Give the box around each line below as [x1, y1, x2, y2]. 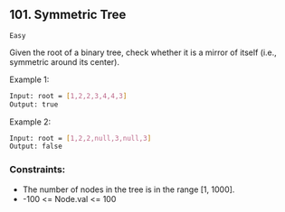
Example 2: [9, 116, 52, 127]
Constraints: [9, 163, 66, 176]
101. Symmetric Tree [9, 7, 127, 23]
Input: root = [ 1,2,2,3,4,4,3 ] [9, 91, 128, 100]
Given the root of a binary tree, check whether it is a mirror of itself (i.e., [9, 47, 278, 58]
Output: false [9, 142, 63, 152]
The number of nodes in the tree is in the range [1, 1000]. [22, 184, 235, 195]
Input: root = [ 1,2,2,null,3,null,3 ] [9, 134, 152, 143]
